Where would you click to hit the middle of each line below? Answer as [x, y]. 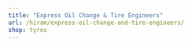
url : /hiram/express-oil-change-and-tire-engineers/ [96, 23]
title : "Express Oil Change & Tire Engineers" [86, 15]
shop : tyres [28, 30]
